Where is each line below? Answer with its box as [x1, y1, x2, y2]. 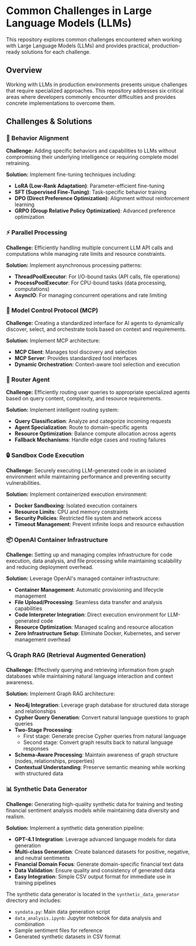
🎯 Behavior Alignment [6, 134, 69, 142]
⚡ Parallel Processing [6, 228, 67, 236]
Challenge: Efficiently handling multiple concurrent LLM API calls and [6, 244, 173, 251]
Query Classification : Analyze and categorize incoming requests [14, 417, 171, 425]
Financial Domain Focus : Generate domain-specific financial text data [14, 861, 184, 868]
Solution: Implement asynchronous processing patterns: [6, 262, 142, 269]
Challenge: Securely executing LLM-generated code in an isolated [6, 467, 166, 474]
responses [23, 745, 49, 752]
